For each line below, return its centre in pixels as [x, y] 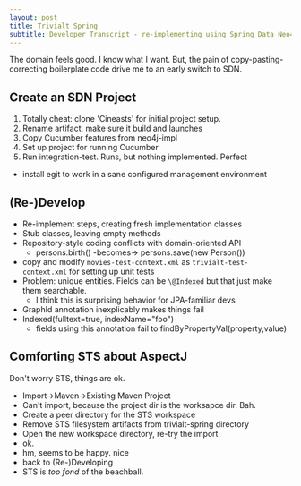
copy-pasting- [257, 60]
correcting [28, 69]
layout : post [34, 17]
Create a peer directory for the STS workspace [109, 414]
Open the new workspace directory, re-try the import [120, 433]
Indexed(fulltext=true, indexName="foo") [98, 319]
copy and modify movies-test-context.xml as [106, 262]
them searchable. [54, 290]
